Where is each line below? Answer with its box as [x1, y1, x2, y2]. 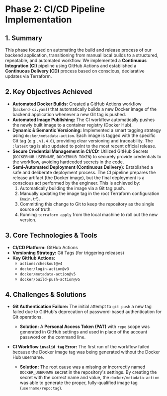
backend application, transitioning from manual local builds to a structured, [5, 52, 159, 58]
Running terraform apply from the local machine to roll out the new [19, 211, 158, 217]
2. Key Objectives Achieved [5, 88, 92, 96]
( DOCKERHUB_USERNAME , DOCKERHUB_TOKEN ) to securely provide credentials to [12, 153, 162, 159]
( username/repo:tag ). [19, 385, 63, 391]
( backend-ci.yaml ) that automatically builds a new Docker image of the [12, 106, 157, 112]
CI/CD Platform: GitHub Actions [12, 244, 78, 250]
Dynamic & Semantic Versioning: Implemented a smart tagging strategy [12, 127, 162, 133]
